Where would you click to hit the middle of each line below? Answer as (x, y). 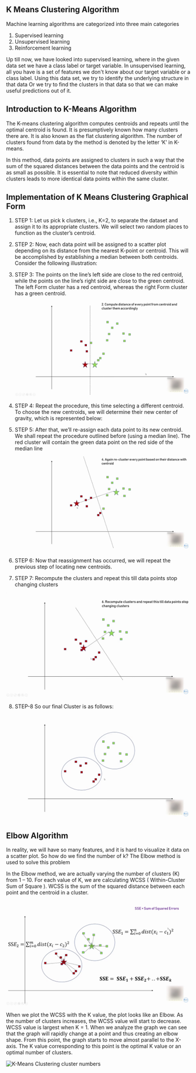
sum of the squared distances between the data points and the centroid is (95, 166)
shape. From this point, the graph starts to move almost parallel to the (90, 1039)
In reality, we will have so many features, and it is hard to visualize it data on (98, 850)
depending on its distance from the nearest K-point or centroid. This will (102, 251)
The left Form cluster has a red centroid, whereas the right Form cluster (101, 287)
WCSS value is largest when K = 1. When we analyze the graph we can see (97, 1027)
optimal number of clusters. (40, 1052)
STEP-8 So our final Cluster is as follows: (64, 706)
